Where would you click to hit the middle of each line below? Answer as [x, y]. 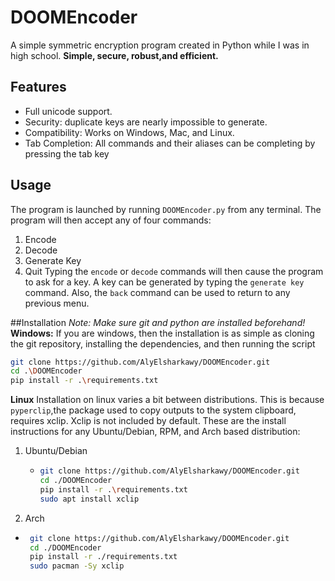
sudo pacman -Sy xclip [77, 566]
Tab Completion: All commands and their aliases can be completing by [170, 143]
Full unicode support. [68, 111]
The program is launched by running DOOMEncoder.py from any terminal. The [166, 209]
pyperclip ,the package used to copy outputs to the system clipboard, [153, 410]
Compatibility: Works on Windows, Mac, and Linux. [129, 132]
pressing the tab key [67, 153]
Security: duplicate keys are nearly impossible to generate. [146, 122]
